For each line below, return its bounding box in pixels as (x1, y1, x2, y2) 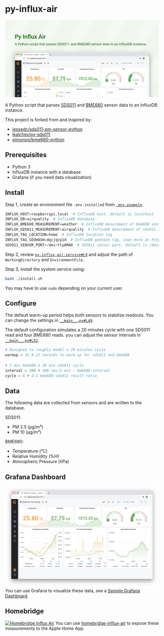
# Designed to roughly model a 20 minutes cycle (5, 347, 106, 352)
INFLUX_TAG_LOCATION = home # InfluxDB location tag (5, 232, 112, 237)
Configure (5, 299, 37, 307)
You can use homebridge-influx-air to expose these (55, 620, 159, 626)
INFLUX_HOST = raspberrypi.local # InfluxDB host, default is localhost (5, 212, 154, 217)
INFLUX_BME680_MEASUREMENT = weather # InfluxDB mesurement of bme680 (5, 222, 150, 227)
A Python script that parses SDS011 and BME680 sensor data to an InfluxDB (5, 102, 158, 108)
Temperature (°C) (12, 448, 48, 454)
